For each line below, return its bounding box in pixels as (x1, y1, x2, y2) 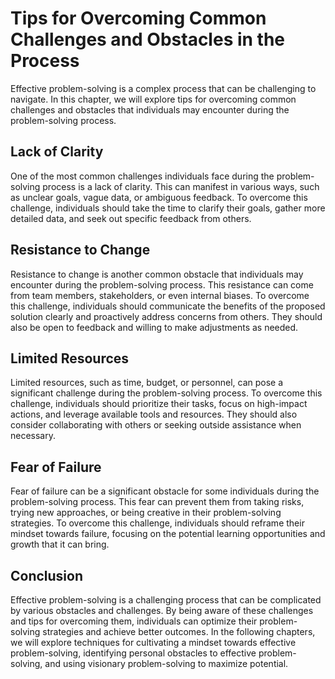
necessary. (10, 430, 57, 442)
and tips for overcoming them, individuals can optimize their (10, 615, 258, 627)
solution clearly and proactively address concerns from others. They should (10, 310, 323, 322)
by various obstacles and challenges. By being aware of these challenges (10, 605, 314, 616)
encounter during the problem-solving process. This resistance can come (10, 278, 314, 291)
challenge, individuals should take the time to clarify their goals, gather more (10, 202, 326, 214)
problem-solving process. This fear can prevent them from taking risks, (10, 496, 305, 508)
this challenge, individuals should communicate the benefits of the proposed (10, 300, 326, 312)
